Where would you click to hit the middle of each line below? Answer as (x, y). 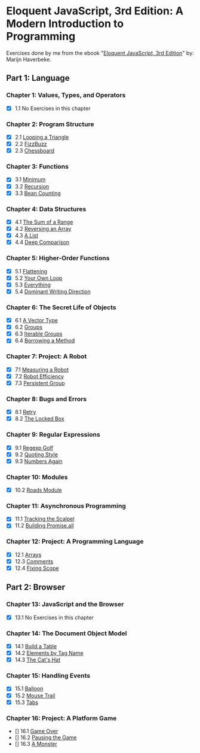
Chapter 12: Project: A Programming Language (75, 541)
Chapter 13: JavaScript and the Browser (65, 604)
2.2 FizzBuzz (31, 144)
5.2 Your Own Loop (39, 278)
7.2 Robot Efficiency (39, 376)
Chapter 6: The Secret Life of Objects (61, 307)
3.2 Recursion (32, 186)
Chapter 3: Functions (37, 167)
